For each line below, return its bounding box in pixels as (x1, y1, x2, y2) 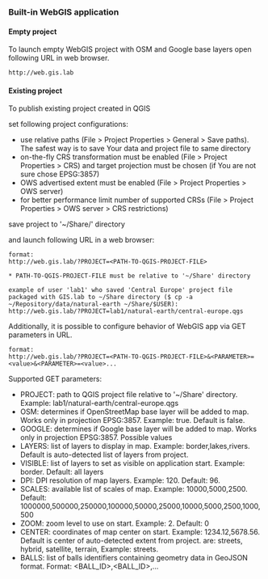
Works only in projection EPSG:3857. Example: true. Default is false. (19, 416, 245, 425)
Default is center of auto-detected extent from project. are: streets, (19, 536, 243, 546)
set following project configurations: (8, 120, 129, 129)
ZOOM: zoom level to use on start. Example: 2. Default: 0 (19, 518, 210, 528)
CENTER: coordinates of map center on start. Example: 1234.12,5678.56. (19, 527, 261, 537)
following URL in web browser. (8, 53, 110, 63)
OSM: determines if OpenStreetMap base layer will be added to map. (19, 407, 249, 416)
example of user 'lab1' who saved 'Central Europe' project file (8, 286, 232, 294)
